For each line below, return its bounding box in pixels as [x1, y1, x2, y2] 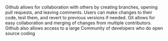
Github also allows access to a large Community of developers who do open [5, 25, 163, 31]
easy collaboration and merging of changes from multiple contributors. [5, 20, 152, 26]
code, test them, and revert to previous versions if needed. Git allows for [5, 15, 155, 20]
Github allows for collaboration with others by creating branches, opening [5, 4, 158, 10]
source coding [5, 31, 35, 36]
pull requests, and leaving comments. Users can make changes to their [5, 9, 152, 15]
